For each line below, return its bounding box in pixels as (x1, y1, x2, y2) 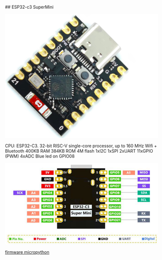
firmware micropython (5, 249, 49, 255)
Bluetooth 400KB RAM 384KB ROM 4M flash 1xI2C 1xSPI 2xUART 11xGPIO (5, 148, 153, 154)
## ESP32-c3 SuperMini (5, 4, 54, 10)
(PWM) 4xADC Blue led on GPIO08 (5, 153, 75, 159)
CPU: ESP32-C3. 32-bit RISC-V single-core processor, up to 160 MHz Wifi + (5, 143, 157, 149)
